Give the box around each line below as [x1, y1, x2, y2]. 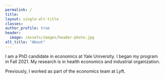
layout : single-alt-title [5, 16, 59, 21]
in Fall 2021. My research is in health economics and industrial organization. [5, 58, 161, 65]
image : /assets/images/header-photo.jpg [9, 35, 94, 40]
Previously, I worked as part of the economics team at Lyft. [5, 68, 126, 74]
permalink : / [5, 7, 32, 12]
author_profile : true [5, 26, 50, 31]
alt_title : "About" [5, 40, 46, 45]
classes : [5, 21, 23, 26]
